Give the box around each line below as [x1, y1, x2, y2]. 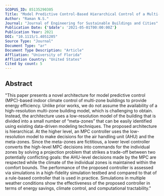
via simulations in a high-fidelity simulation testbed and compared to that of [5, 170, 157, 176]
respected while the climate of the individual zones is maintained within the [5, 159, 156, 165]
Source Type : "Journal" [5, 39, 54, 44]
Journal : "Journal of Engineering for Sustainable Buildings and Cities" [5, 20, 159, 26]
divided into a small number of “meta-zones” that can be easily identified [5, 118, 152, 124]
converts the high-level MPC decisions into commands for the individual [5, 144, 150, 150]
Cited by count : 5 [5, 61, 42, 66]
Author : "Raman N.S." [5, 16, 49, 21]
